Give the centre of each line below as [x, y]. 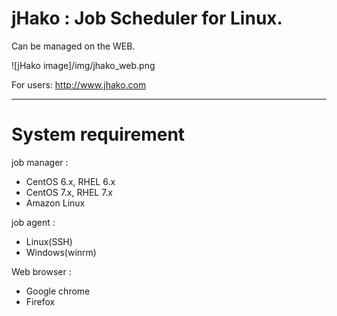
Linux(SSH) [49, 241]
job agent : [33, 222]
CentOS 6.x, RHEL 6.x [70, 181]
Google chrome [58, 291]
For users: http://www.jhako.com [79, 84]
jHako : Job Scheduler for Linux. [147, 18]
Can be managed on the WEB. [73, 46]
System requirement [98, 134]
